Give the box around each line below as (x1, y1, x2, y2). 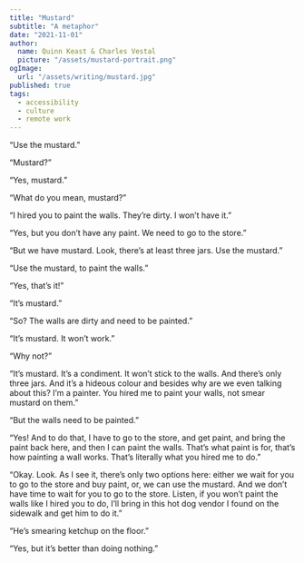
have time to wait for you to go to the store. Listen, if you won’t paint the (9, 489, 279, 499)
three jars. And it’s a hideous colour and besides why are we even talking (9, 378, 282, 389)
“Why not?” (9, 351, 53, 361)
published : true (9, 81, 71, 90)
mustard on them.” (9, 397, 79, 409)
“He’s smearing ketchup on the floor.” (9, 526, 150, 537)
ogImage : (9, 64, 43, 74)
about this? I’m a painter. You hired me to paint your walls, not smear (9, 388, 266, 399)
